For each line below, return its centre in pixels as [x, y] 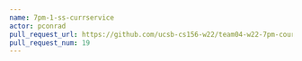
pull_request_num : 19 [50, 43]
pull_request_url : [44, 34]
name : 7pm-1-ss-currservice [62, 17]
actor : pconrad [38, 26]
